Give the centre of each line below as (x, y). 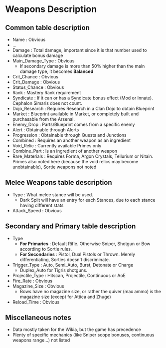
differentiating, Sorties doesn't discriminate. (65, 259)
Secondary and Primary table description (71, 226)
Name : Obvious (29, 39)
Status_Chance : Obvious (38, 87)
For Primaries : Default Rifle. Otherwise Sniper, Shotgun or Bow (85, 244)
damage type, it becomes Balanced (57, 71)
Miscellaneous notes (38, 318)
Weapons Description (51, 9)
